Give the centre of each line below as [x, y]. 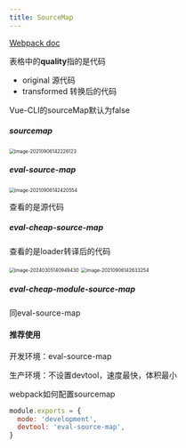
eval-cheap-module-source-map [73, 289]
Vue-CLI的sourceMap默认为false [70, 110]
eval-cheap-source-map [57, 228]
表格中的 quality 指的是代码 [58, 61]
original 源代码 [49, 80]
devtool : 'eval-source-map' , [71, 428]
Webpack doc [35, 43]
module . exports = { [45, 411]
